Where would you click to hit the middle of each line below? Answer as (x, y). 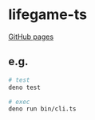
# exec (19, 102)
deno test (25, 87)
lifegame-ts (48, 15)
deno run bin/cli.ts (43, 109)
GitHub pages (31, 37)
